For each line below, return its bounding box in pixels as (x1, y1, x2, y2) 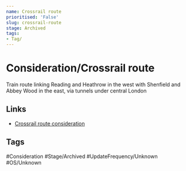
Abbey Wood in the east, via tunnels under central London (6, 87, 147, 94)
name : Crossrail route (6, 8, 62, 15)
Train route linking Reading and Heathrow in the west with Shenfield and (6, 81, 181, 88)
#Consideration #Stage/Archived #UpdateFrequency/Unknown (6, 153, 158, 160)
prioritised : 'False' (6, 14, 59, 20)
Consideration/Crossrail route (6, 61, 155, 75)
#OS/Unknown (6, 159, 42, 166)
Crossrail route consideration (14, 120, 85, 127)
